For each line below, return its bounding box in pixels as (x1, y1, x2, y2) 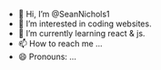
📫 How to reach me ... (17, 38, 103, 49)
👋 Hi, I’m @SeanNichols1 (17, 9, 111, 19)
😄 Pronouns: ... (17, 51, 77, 62)
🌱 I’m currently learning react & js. (17, 28, 146, 38)
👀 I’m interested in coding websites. (17, 18, 152, 29)
